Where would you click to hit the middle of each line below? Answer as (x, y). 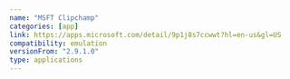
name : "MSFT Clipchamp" (54, 18)
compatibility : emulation (58, 43)
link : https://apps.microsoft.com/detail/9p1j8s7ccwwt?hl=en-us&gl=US (145, 35)
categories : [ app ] (44, 26)
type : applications (46, 60)
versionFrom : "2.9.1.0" (54, 52)
